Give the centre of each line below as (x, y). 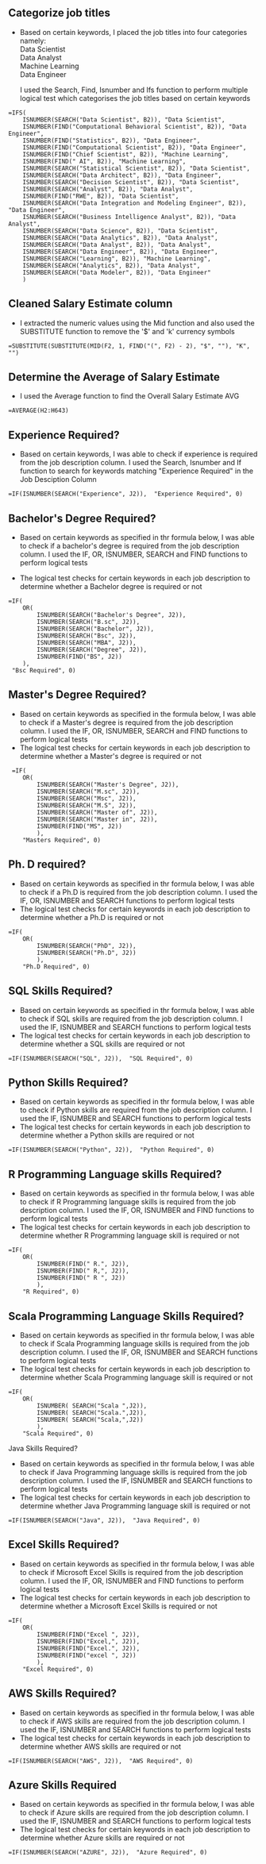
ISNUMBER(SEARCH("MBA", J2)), (87, 643)
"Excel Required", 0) (58, 1669)
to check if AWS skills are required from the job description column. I (132, 1721)
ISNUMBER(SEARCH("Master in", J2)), (97, 819)
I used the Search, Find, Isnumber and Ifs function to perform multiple (134, 90)
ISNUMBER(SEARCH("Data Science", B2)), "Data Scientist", (120, 231)
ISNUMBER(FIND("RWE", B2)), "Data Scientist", (101, 196)
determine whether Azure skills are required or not (102, 1838)
